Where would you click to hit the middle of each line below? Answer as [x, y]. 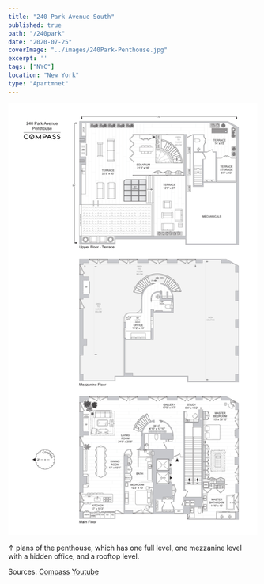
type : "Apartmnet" [38, 83]
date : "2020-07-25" [40, 42]
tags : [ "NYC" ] [32, 67]
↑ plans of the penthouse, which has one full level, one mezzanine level [125, 548]
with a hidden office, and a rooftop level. [74, 556]
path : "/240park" [37, 33]
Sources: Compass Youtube [54, 571]
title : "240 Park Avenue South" [61, 17]
